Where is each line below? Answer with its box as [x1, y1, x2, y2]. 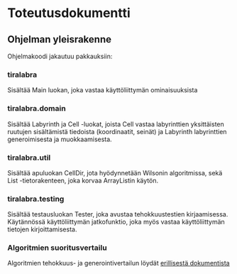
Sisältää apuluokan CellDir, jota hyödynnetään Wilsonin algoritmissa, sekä [7, 168, 223, 177]
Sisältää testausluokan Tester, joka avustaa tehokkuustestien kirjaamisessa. [7, 210, 228, 219]
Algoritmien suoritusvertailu [7, 243, 108, 253]
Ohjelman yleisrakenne [7, 33, 112, 45]
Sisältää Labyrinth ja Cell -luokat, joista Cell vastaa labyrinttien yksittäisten [7, 119, 225, 128]
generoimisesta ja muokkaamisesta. [7, 135, 112, 143]
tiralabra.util [7, 153, 51, 163]
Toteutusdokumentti [7, 5, 131, 21]
